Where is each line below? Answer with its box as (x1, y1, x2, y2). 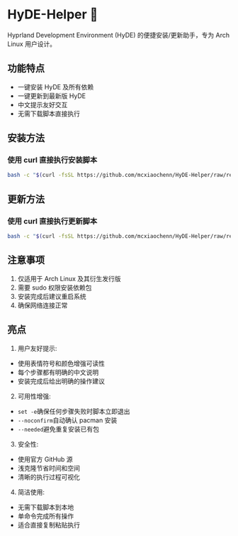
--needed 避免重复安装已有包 (17, 425, 100, 433)
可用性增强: (17, 392, 51, 400)
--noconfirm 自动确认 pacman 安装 (17, 415, 118, 425)
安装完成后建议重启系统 (17, 292, 86, 300)
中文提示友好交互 (17, 100, 68, 109)
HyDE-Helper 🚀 (7, 6, 98, 23)
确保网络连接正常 (17, 301, 68, 310)
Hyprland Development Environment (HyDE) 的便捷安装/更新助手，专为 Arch (7, 31, 230, 39)
